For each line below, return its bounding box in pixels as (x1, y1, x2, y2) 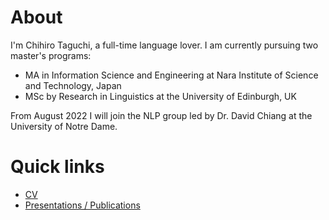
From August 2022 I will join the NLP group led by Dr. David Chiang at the (10, 109, 313, 121)
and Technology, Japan (24, 79, 122, 91)
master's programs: (10, 49, 92, 61)
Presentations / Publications (24, 199, 141, 211)
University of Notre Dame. (10, 120, 118, 132)
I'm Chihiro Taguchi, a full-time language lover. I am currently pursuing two (10, 39, 319, 51)
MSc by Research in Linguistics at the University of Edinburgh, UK (24, 90, 297, 102)
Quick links (10, 156, 105, 178)
